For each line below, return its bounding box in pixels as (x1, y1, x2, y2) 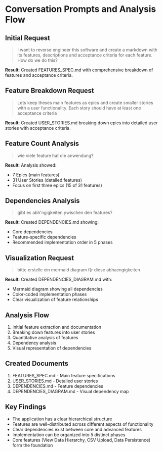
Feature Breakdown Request (5, 87, 94, 95)
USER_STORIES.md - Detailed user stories (12, 378, 98, 384)
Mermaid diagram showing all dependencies (12, 286, 103, 292)
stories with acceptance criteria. (5, 125, 71, 131)
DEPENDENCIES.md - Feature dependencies (12, 383, 104, 389)
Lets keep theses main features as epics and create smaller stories (17, 100, 154, 105)
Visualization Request (5, 253, 74, 262)
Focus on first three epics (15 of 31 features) (12, 182, 102, 188)
